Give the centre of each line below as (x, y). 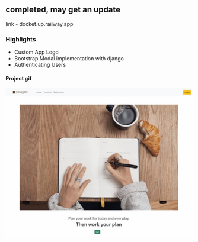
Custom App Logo (36, 52)
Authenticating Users (40, 65)
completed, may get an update (63, 10)
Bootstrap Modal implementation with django (69, 59)
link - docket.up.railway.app (39, 24)
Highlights (21, 39)
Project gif (19, 78)
